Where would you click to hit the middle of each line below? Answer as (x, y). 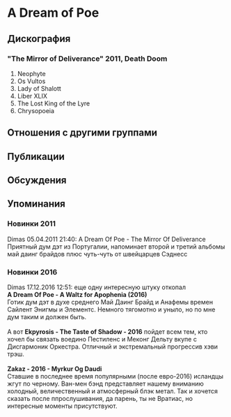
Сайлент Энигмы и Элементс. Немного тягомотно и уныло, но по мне (111, 309)
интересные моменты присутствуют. (62, 406)
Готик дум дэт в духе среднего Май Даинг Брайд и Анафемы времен (110, 302)
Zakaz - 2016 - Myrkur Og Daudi (55, 369)
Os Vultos (31, 81)
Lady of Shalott (39, 88)
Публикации (36, 156)
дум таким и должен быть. (47, 317)
